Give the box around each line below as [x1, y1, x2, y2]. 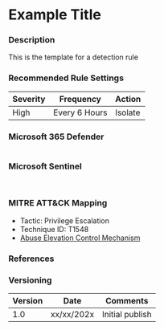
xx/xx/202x [51, 308, 95, 320]
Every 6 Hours [53, 107, 108, 118]
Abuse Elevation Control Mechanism [19, 233, 141, 242]
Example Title [8, 6, 102, 24]
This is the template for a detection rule [8, 52, 139, 62]
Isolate [115, 107, 141, 118]
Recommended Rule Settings [8, 72, 125, 84]
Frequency [59, 93, 102, 104]
